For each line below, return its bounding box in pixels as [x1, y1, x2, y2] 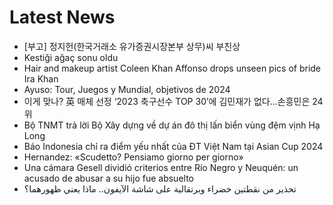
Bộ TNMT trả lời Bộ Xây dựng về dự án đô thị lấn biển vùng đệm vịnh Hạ [23, 119, 321, 131]
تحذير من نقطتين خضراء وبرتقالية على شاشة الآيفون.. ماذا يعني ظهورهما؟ [23, 182, 297, 195]
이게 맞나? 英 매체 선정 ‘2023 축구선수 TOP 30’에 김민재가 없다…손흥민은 [23, 95, 311, 107]
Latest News [9, 6, 116, 29]
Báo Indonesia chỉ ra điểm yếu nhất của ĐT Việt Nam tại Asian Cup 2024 [23, 140, 324, 152]
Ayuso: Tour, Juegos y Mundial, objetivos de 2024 [23, 83, 231, 95]
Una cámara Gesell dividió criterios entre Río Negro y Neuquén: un [23, 161, 299, 173]
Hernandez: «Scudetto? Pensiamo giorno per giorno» [23, 151, 244, 163]
